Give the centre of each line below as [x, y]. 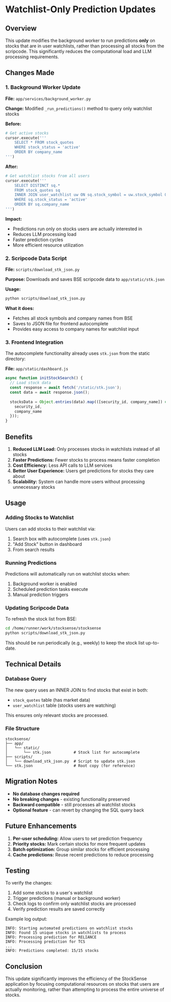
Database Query [26, 679]
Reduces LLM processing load [45, 234]
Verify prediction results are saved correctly [59, 909]
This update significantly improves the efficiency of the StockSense [76, 979]
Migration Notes [31, 782]
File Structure [22, 728]
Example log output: [26, 919]
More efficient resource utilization [48, 245]
